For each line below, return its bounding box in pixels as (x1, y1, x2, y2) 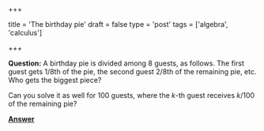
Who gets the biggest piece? (8, 76, 102, 84)
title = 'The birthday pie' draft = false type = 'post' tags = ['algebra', (8, 20, 228, 28)
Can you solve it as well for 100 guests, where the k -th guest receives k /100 (8, 91, 255, 99)
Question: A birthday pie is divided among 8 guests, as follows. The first (8, 58, 245, 68)
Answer (8, 114, 35, 123)
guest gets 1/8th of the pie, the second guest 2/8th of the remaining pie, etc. (8, 67, 257, 76)
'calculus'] (8, 28, 43, 37)
